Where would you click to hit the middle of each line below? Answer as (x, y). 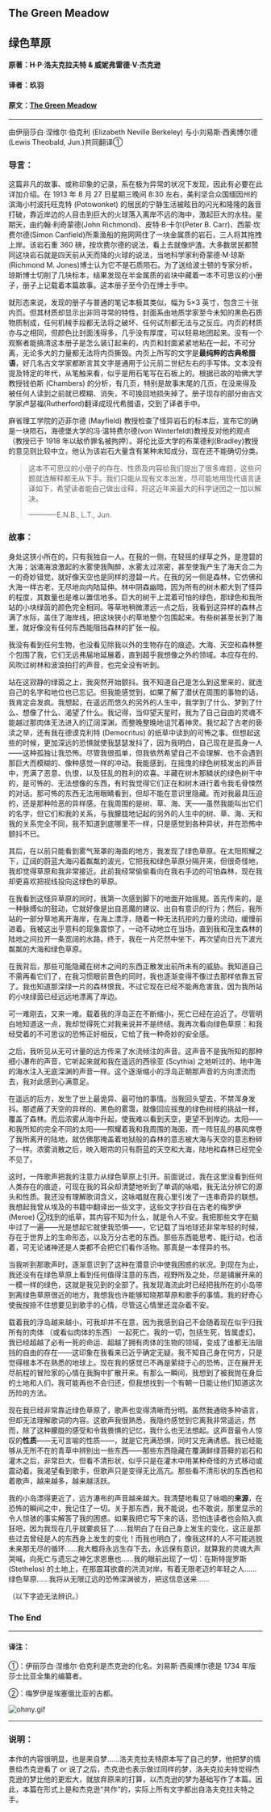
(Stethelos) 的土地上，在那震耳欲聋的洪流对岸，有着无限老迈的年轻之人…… (133, 1569)
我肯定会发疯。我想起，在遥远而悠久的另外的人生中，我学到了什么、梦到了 (132, 702)
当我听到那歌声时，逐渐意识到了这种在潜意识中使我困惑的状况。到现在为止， (135, 1264)
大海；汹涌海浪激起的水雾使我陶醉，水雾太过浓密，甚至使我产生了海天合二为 (135, 566)
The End (25, 1617)
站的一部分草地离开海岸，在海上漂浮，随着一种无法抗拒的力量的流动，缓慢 (132, 918)
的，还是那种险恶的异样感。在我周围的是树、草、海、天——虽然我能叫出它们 (135, 803)
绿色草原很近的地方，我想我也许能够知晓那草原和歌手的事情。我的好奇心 (142, 1294)
